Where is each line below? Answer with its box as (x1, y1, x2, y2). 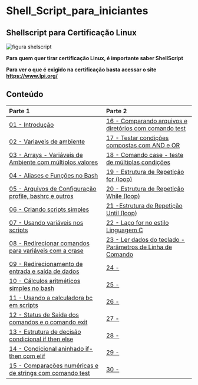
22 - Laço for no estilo (105, 218, 169, 226)
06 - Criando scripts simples (9, 205, 90, 213)
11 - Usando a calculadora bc (9, 294, 93, 302)
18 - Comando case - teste (105, 150, 184, 159)
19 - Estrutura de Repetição (105, 167, 184, 176)
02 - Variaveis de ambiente (9, 137, 85, 146)
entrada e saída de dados (9, 267, 80, 275)
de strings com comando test (9, 368, 90, 377)
